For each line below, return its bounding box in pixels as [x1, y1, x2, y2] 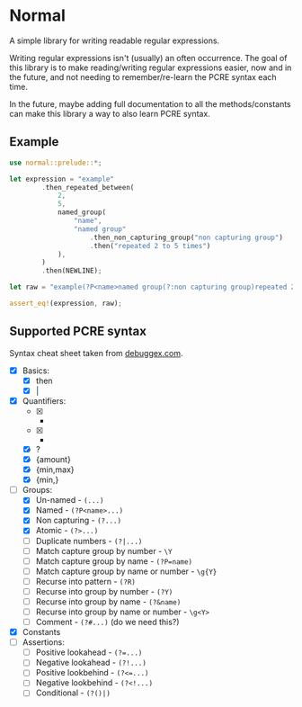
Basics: [22, 365, 50, 376]
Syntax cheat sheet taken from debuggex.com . [9, 347, 183, 358]
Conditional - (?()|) [35, 687, 111, 698]
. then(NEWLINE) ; [41, 266, 102, 275]
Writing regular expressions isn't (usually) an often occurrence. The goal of [9, 52, 288, 63]
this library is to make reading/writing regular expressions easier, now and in [9, 62, 292, 73]
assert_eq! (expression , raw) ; [9, 299, 123, 308]
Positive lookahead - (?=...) [35, 647, 143, 658]
